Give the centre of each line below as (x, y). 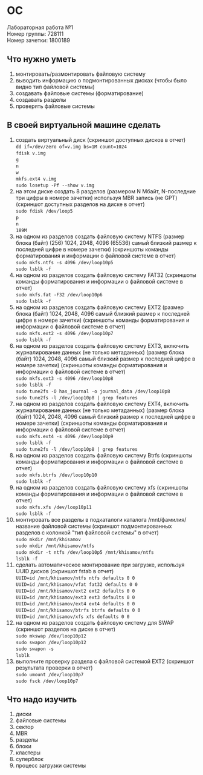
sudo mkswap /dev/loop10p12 (51, 636)
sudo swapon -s (35, 649)
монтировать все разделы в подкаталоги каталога (81, 519)
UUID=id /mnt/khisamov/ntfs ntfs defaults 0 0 (75, 578)
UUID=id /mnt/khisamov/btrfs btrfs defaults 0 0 (78, 610)
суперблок (30, 759)
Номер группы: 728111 (35, 33)
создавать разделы (41, 99)
